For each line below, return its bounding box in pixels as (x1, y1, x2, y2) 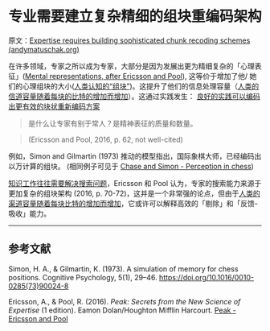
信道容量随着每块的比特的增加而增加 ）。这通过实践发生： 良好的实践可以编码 (8, 91, 260, 101)
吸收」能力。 (8, 209, 51, 218)
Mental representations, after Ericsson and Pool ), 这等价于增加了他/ (25, 71, 248, 81)
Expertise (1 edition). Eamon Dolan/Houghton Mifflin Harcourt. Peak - (8, 305, 237, 315)
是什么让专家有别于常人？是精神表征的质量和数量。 (27, 118, 198, 128)
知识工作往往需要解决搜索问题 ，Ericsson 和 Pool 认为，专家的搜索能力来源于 (8, 178, 262, 188)
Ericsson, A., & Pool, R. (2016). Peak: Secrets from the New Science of (8, 296, 241, 306)
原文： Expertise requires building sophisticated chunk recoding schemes (8, 35, 251, 45)
